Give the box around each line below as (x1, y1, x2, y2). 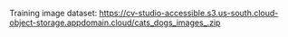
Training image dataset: (9, 8, 98, 18)
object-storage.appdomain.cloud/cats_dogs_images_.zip (9, 17, 221, 28)
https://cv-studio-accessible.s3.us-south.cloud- (99, 8, 279, 18)
